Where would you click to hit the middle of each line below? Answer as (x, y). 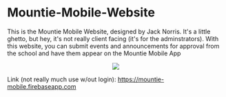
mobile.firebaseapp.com (42, 86)
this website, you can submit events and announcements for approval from (113, 46)
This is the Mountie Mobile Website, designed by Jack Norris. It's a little (109, 31)
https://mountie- (141, 79)
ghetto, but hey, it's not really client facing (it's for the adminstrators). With (113, 38)
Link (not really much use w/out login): (62, 79)
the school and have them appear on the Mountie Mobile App (94, 53)
